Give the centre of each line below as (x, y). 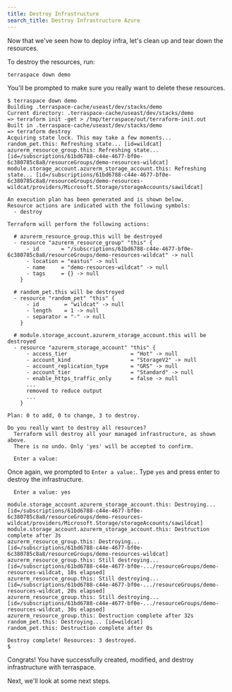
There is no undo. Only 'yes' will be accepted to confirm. (104, 446)
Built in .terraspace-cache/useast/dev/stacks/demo (85, 125)
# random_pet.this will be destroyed (69, 292)
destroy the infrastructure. (45, 479)
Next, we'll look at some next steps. (59, 681)
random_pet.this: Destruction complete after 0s (80, 628)
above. (17, 440)
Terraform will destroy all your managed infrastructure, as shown (115, 434)
